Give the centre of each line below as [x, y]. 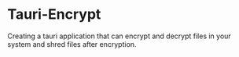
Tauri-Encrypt [54, 14]
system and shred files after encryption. [72, 44]
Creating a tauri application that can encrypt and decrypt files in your [119, 36]
